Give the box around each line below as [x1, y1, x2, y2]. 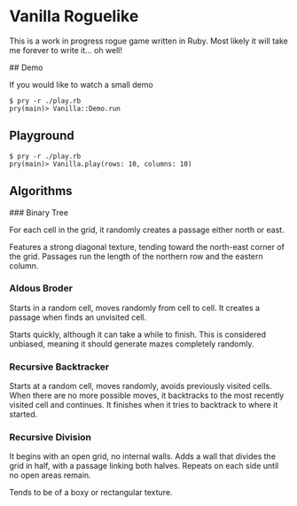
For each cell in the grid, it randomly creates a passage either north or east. [9, 224, 285, 235]
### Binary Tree [9, 206, 69, 218]
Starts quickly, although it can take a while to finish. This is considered [9, 329, 267, 339]
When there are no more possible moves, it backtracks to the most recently [9, 390, 285, 401]
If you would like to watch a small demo [9, 79, 153, 90]
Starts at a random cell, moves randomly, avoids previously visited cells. [9, 381, 272, 392]
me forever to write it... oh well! [9, 44, 122, 55]
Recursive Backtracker [9, 361, 110, 373]
